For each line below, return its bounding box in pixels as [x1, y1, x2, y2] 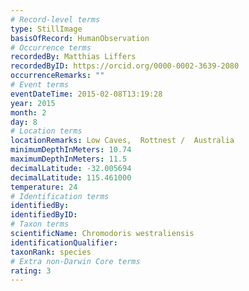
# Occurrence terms [10, 42, 92, 53]
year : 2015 [10, 98, 56, 108]
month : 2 [10, 107, 47, 118]
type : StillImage [10, 24, 83, 34]
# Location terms [10, 126, 83, 136]
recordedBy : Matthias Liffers [10, 52, 137, 62]
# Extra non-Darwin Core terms [10, 256, 141, 266]
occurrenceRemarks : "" [10, 71, 105, 81]
